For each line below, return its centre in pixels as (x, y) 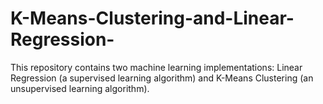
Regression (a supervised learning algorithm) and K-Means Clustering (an (162, 78)
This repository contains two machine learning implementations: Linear (156, 67)
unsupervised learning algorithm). (80, 88)
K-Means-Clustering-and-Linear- (152, 18)
